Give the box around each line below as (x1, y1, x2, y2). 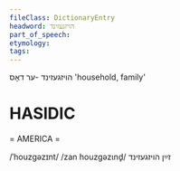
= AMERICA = (9, 133, 61, 145)
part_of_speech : (9, 30, 71, 39)
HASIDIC (9, 103, 76, 124)
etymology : (9, 38, 51, 48)
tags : (9, 47, 30, 56)
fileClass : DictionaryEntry (9, 13, 116, 23)
